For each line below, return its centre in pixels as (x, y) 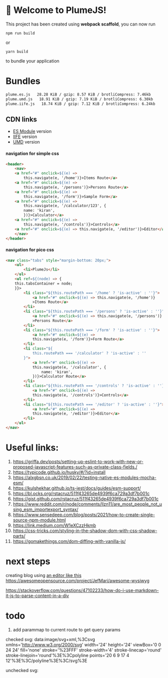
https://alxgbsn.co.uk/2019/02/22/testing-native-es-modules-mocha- (84, 477)
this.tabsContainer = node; (44, 283)
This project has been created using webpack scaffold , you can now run (81, 24)
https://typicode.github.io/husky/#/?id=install (59, 472)
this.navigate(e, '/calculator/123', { (65, 206)
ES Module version (32, 131)
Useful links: (32, 448)
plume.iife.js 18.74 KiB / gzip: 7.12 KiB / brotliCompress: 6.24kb (81, 104)
